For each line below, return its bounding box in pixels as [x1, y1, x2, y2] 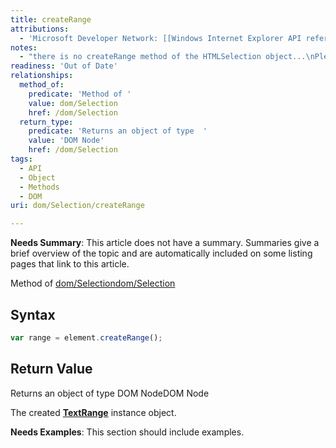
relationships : [10, 71, 74, 81]
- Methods [19, 182, 60, 192]
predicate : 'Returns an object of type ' [28, 126, 208, 136]
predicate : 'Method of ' [28, 89, 132, 99]
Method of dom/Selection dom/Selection [10, 277, 176, 290]
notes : [10, 42, 38, 53]
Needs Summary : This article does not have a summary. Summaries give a [10, 237, 320, 249]
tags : [10, 154, 33, 164]
